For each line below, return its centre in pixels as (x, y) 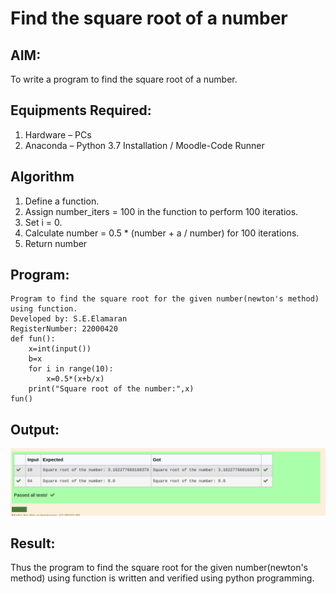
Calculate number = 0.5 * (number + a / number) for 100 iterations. (162, 233)
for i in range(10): (71, 369)
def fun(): (33, 339)
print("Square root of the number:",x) (111, 389)
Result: (33, 543)
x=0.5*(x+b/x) (75, 379)
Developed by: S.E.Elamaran (69, 319)
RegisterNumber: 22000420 (64, 329)
